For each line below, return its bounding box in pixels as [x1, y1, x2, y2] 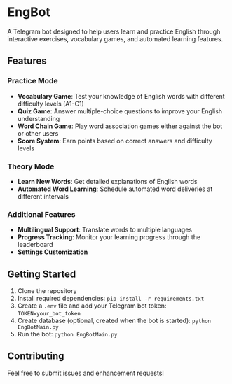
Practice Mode [7, 76, 58, 86]
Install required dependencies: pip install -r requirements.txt [17, 294, 205, 303]
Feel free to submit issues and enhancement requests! [7, 369, 165, 377]
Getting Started [7, 268, 76, 280]
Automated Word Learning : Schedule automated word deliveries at [17, 185, 213, 193]
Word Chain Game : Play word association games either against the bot [17, 122, 223, 130]
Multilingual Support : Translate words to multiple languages [17, 225, 193, 234]
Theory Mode [7, 162, 55, 171]
